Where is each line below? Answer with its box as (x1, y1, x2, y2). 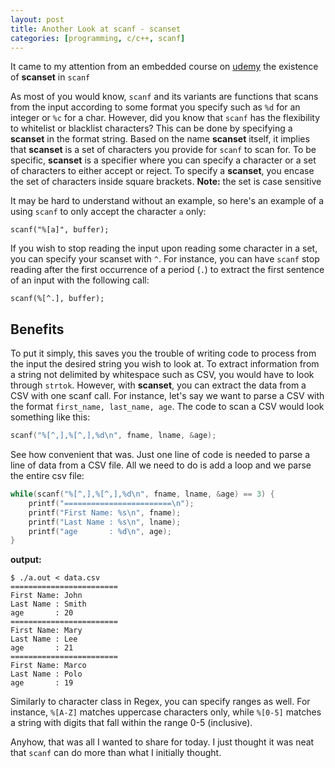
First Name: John (10, 591, 83, 601)
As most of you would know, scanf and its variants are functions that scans (10, 91, 319, 103)
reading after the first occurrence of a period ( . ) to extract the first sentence (10, 264, 325, 276)
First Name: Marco (10, 661, 87, 671)
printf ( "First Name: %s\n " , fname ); (28, 507, 182, 518)
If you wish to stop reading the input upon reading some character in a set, (10, 242, 318, 255)
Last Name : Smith (10, 599, 87, 610)
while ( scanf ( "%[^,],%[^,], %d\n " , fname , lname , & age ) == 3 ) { (10, 489, 275, 500)
